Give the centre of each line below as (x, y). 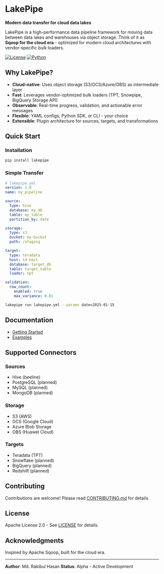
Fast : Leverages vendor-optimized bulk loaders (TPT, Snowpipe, (77, 95)
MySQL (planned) (30, 388)
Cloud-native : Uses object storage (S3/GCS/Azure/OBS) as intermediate (85, 84)
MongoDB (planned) (32, 393)
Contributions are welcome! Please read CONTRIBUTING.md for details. (77, 498)
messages (22, 110)
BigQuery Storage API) (35, 100)
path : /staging (25, 242)
